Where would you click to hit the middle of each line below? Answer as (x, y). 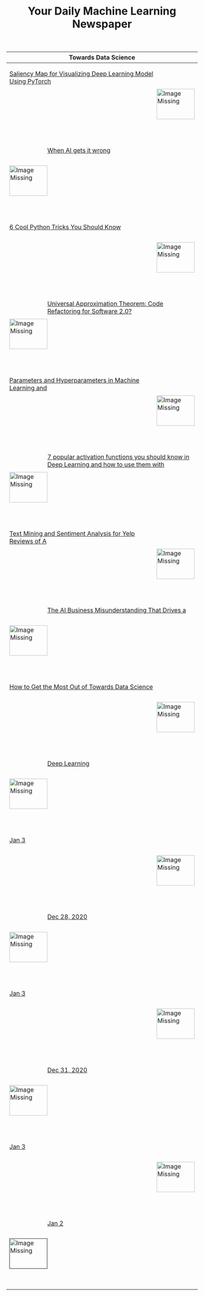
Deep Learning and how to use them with (106, 464)
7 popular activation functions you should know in (119, 457)
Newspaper (102, 24)
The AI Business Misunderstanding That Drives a (117, 610)
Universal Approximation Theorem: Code (106, 304)
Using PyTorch (30, 81)
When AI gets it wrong (79, 151)
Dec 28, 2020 (68, 917)
